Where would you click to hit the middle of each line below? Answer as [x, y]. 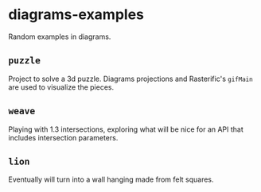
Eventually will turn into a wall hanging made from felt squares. [111, 179]
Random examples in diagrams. [60, 36]
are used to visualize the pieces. [61, 87]
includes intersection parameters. [63, 137]
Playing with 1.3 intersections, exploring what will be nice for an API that [126, 129]
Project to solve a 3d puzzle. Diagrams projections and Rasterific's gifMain [130, 79]
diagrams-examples [76, 15]
